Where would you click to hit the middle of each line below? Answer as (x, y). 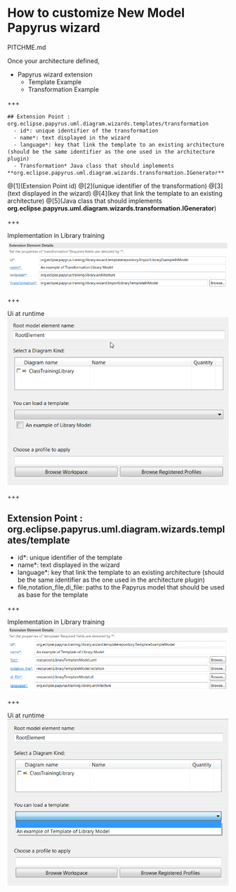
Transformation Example (64, 89)
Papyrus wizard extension (55, 74)
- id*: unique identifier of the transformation (86, 131)
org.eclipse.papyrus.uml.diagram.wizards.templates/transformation (108, 124)
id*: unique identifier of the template (70, 557)
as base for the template (53, 594)
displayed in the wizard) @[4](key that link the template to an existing (122, 193)
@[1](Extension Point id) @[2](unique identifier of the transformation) (107, 186)
